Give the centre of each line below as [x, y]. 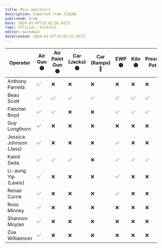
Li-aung [17, 171]
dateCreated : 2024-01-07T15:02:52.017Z [45, 37]
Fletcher [17, 109]
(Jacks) [77, 62]
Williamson [20, 238]
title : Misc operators [28, 9]
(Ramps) [101, 63]
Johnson [17, 143]
